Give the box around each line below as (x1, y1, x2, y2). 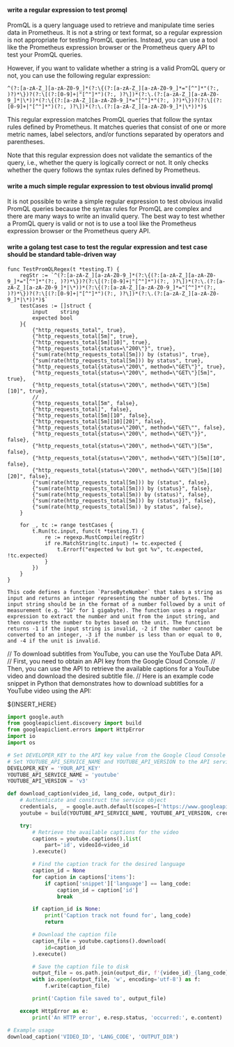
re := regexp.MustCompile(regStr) (44, 533, 145, 541)
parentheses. (7, 138, 45, 146)
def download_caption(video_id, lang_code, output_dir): (7, 790, 176, 797)
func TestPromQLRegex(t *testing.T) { (7, 265, 120, 273)
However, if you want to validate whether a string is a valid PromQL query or (7, 64, 226, 72)
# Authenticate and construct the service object (19, 797, 167, 804)
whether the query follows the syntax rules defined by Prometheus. (7, 166, 201, 174)
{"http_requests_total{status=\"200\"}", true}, (32, 345, 176, 352)
